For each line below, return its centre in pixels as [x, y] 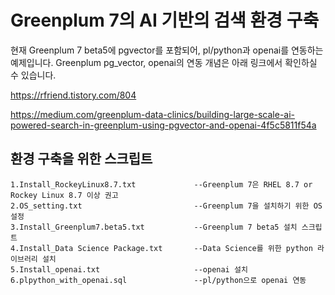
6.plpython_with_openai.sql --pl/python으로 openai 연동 [158, 280]
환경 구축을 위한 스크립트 [81, 159]
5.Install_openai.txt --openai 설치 [129, 269]
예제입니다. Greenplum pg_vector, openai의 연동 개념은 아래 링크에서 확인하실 [164, 62]
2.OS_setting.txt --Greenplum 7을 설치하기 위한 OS [166, 206]
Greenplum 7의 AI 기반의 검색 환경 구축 [165, 20]
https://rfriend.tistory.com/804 [73, 95]
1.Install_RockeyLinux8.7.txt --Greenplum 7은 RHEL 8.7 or [161, 184]
